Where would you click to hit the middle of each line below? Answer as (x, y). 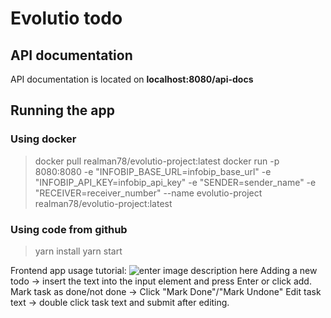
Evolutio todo (66, 18)
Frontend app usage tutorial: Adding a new (164, 270)
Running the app (62, 110)
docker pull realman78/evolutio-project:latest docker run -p (157, 161)
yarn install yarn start (78, 251)
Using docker (43, 139)
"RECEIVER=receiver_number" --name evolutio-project (148, 193)
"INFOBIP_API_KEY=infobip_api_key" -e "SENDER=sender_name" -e (175, 182)
